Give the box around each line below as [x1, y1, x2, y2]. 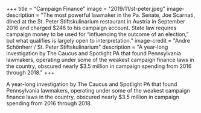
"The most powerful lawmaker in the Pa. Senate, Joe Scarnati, [40, 11, 195, 19]
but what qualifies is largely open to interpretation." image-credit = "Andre [6, 37, 190, 44]
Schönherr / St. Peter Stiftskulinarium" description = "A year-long [6, 43, 168, 50]
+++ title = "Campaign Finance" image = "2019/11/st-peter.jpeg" [6, 5, 166, 12]
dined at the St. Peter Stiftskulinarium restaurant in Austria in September [6, 18, 185, 25]
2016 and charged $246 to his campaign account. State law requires [6, 24, 177, 31]
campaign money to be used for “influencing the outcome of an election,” [6, 31, 189, 38]
